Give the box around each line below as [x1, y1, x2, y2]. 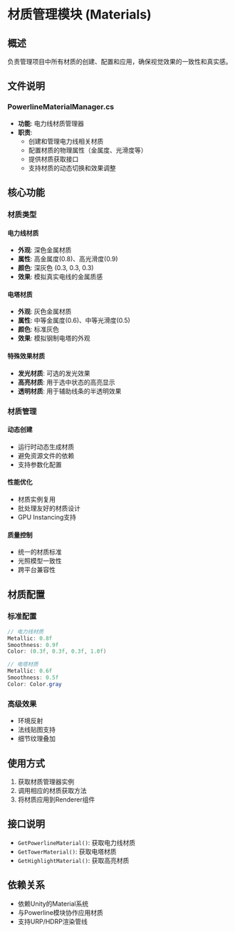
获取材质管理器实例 [17, 777, 75, 786]
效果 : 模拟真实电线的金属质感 [17, 272, 103, 281]
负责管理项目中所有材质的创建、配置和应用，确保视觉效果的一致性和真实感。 [7, 58, 232, 66]
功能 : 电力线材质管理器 [17, 119, 84, 128]
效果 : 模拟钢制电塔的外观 [17, 334, 90, 343]
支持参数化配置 [17, 460, 62, 469]
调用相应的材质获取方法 [17, 786, 87, 794]
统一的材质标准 [17, 548, 62, 556]
